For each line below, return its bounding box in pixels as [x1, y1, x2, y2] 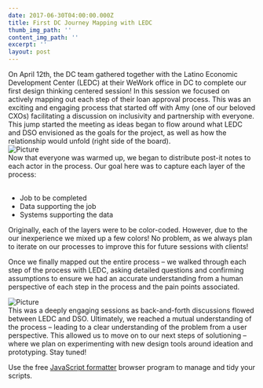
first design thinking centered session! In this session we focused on [8, 86, 230, 95]
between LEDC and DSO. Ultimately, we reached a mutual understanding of [8, 314, 252, 323]
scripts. [8, 371, 33, 380]
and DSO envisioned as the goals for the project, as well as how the [8, 128, 227, 137]
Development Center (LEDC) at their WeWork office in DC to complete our [8, 78, 247, 87]
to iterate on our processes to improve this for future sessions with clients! [8, 242, 249, 251]
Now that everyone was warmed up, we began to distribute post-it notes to [8, 153, 251, 162]
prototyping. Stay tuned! [8, 347, 87, 357]
